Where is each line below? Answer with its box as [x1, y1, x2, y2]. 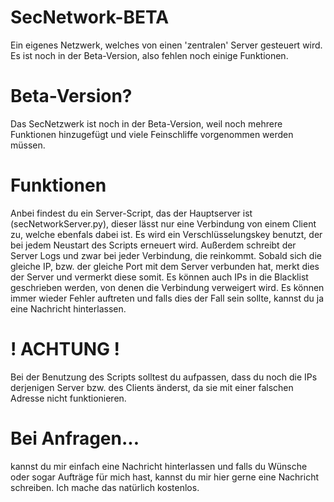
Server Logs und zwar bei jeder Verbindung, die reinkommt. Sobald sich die [10, 249, 322, 261]
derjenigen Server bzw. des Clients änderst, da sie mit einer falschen [10, 381, 294, 393]
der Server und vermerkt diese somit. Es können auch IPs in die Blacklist [10, 271, 309, 283]
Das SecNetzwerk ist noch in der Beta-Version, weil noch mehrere [10, 117, 283, 130]
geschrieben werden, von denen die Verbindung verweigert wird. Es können [10, 281, 325, 293]
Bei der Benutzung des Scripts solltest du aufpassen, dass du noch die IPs [10, 371, 318, 383]
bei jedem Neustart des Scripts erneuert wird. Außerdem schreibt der [10, 239, 297, 251]
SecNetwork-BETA [10, 6, 170, 29]
